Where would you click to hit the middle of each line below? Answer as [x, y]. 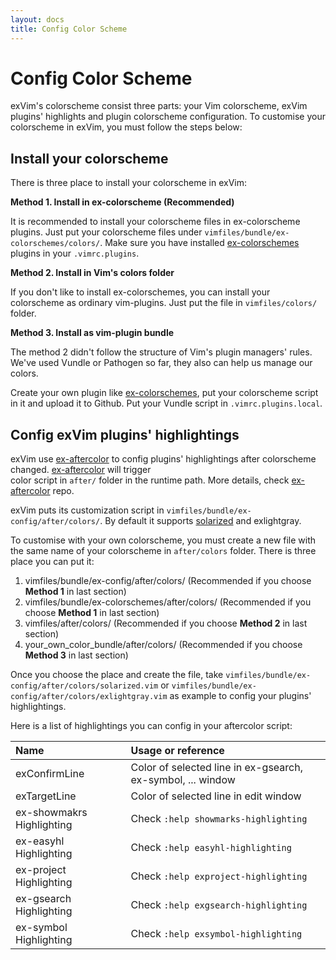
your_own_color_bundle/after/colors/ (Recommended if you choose [163, 645]
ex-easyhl [40, 841]
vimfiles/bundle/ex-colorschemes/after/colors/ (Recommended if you [168, 602]
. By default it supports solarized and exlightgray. [200, 521]
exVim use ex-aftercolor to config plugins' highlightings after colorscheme [163, 459]
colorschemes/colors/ [55, 244]
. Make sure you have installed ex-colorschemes [199, 243]
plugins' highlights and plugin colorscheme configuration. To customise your [168, 117]
